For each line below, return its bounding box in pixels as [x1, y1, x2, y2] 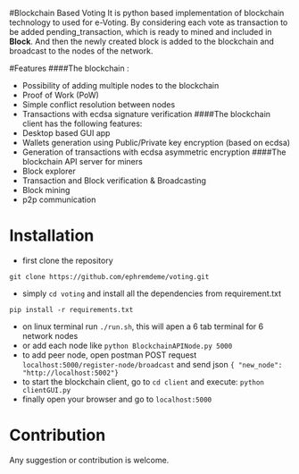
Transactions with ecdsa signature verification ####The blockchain [21, 109, 270, 119]
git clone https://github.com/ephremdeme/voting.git [9, 272, 210, 281]
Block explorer [21, 165, 76, 176]
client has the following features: [21, 118, 143, 129]
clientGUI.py [21, 385, 71, 394]
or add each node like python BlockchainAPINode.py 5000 [21, 340, 233, 351]
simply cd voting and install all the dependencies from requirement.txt [21, 288, 281, 299]
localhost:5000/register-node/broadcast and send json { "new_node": [21, 359, 283, 369]
